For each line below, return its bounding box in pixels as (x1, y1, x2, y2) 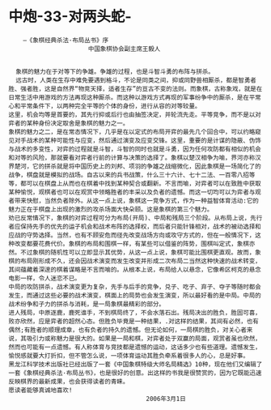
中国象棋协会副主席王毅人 (87, 45, 161, 53)
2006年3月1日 (146, 395, 186, 403)
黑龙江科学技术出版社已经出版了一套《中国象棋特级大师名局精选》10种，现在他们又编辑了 (8, 360, 263, 369)
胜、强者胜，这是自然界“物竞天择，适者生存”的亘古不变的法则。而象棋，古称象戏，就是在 (8, 84, 263, 93)
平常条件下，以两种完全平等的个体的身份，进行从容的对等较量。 (19, 102, 201, 110)
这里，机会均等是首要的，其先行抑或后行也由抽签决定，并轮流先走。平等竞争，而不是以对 (8, 110, 261, 118)
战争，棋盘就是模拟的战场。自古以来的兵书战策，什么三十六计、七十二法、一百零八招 (8, 171, 249, 179)
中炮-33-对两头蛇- (8, 7, 132, 26)
